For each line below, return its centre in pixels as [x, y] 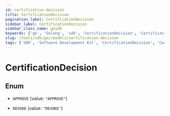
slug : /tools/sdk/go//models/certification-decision [62, 38]
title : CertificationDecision [37, 15]
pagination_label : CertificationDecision [50, 19]
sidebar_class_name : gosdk [34, 29]
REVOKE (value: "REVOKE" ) [38, 108]
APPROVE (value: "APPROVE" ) [40, 98]
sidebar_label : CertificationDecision [46, 24]
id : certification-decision [35, 10]
